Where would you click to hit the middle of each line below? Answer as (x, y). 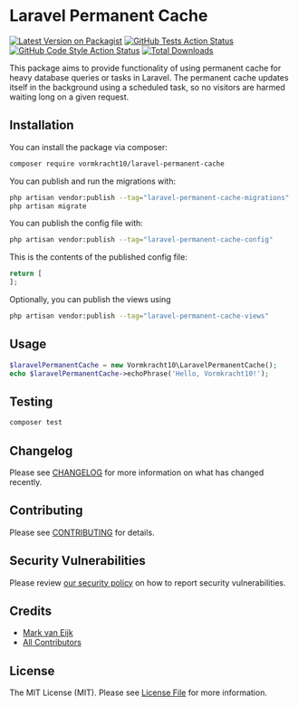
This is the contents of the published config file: (98, 257)
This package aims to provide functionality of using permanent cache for (145, 68)
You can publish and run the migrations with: (93, 181)
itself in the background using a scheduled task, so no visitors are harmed (147, 87)
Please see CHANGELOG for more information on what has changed (137, 472)
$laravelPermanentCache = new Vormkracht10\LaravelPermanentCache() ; (144, 365)
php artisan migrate (48, 206)
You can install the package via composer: (88, 147)
